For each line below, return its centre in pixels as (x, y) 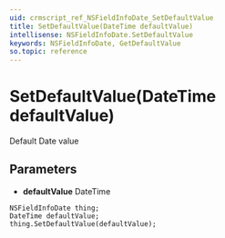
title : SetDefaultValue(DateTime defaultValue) (102, 26)
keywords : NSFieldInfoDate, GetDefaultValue (95, 43)
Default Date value (44, 141)
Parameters (43, 169)
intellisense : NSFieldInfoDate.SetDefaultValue (102, 35)
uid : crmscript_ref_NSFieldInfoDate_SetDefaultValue (112, 18)
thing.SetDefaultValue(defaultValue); (83, 223)
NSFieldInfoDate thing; (55, 208)
